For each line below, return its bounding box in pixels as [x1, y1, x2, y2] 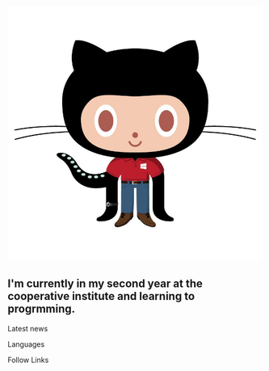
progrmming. [7, 302, 76, 316]
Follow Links [7, 355, 49, 365]
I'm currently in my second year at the [7, 277, 203, 291]
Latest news [7, 323, 48, 333]
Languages [7, 339, 45, 349]
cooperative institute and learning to [7, 289, 195, 303]
